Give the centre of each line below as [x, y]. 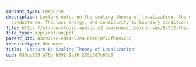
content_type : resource [35, 11]
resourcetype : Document [35, 44]
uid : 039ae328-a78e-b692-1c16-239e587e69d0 [60, 55]
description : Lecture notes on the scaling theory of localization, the [96, 17]
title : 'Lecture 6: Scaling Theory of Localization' [71, 50]
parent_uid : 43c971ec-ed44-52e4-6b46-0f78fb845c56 [69, 38]
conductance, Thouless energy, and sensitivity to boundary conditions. [101, 22]
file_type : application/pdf [40, 33]
